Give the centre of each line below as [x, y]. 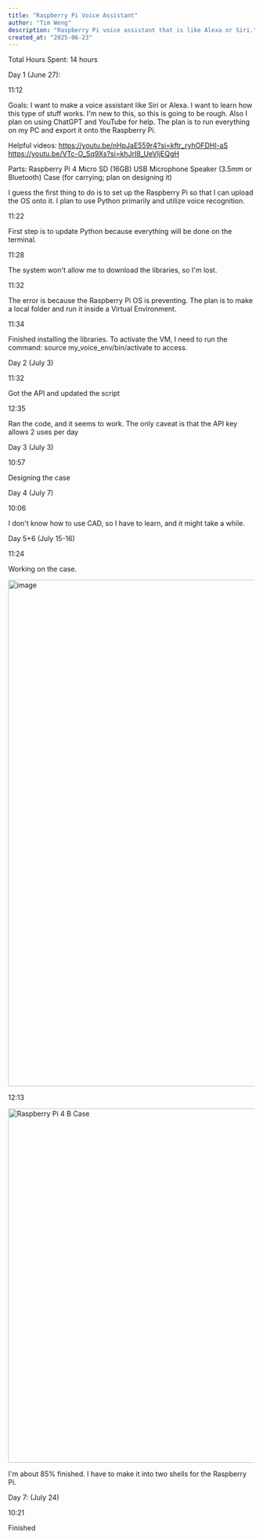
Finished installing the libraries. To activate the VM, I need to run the [118, 339]
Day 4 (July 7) [31, 493]
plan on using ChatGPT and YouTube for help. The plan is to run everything [129, 122]
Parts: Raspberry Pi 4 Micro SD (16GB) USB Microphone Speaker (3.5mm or [130, 169]
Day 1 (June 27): [34, 75]
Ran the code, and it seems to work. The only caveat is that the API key [123, 424]
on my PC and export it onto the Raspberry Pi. [82, 130]
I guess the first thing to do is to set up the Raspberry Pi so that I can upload [131, 192]
